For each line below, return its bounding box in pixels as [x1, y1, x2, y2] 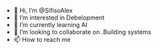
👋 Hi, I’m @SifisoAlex [13, 7, 74, 14]
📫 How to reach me [13, 36, 71, 43]
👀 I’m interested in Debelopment [13, 14, 105, 22]
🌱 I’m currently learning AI [13, 21, 88, 28]
